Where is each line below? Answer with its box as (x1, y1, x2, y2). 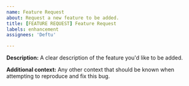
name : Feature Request (6, 9, 64, 15)
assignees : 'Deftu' (6, 32, 56, 38)
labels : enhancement (6, 26, 60, 33)
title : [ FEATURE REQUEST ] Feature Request (6, 20, 117, 26)
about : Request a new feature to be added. (6, 15, 120, 21)
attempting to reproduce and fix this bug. (6, 72, 110, 80)
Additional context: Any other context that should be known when (6, 66, 175, 74)
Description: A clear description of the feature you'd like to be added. (6, 54, 183, 61)
